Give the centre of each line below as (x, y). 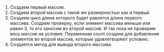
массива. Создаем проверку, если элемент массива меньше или (80, 23)
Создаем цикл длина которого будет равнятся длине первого (76, 18)
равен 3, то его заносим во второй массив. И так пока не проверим (83, 28)
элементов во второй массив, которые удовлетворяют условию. (79, 39)
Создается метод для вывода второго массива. (61, 44)
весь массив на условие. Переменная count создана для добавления (84, 34)
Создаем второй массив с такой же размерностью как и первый (80, 12)
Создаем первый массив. (37, 7)
